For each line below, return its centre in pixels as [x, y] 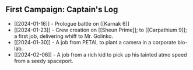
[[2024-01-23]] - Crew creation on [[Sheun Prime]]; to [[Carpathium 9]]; [100, 30]
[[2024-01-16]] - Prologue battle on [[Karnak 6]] [71, 23]
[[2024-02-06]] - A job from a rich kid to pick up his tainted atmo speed [100, 54]
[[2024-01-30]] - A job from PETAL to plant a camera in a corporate [95, 42]
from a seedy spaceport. [43, 61]
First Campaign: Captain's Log [62, 10]
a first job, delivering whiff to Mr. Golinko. [63, 36]
